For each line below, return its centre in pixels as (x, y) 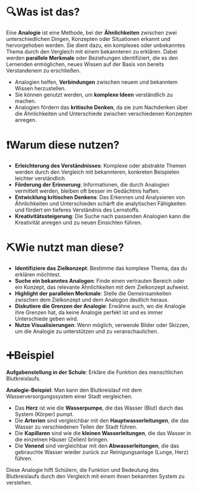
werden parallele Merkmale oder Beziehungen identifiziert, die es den (92, 58)
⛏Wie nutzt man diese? (65, 248)
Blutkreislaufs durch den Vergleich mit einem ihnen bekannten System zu (95, 476)
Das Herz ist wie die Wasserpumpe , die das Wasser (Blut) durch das (99, 408)
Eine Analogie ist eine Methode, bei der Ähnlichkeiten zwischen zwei (92, 32)
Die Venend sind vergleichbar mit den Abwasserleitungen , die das (97, 446)
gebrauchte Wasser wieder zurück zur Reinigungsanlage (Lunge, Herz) (101, 452)
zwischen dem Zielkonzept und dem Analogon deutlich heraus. (92, 300)
